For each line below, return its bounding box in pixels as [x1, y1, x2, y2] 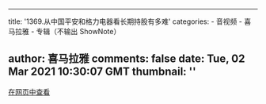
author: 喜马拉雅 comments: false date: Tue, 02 [8, 52, 245, 66]
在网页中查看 [8, 87, 50, 96]
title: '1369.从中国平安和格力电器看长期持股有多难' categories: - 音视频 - [8, 17, 243, 26]
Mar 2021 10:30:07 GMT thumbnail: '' [8, 65, 196, 79]
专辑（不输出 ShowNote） [36, 27, 121, 36]
